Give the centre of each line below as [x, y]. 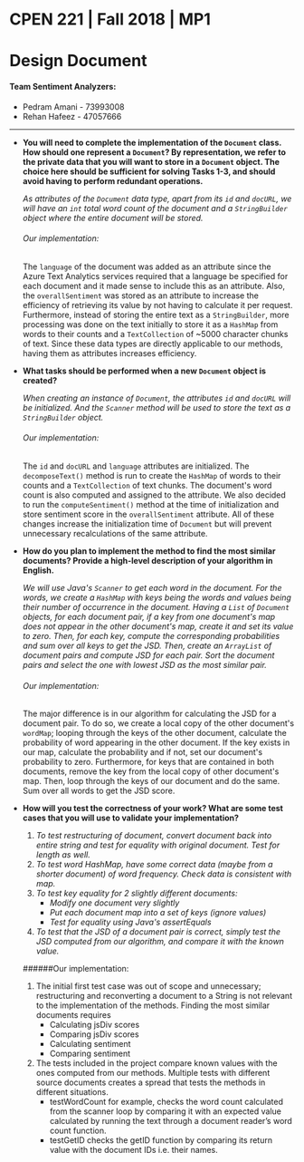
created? [39, 380]
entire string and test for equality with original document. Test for [158, 845]
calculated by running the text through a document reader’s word [171, 1121]
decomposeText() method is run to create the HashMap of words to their [152, 475]
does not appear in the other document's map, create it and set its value [158, 626]
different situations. [72, 1092]
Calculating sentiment [90, 1044]
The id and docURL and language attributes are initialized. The [136, 466]
